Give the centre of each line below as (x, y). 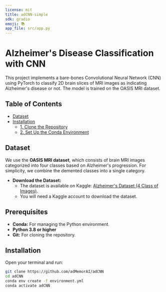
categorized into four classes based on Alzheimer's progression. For (76, 165)
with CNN (25, 64)
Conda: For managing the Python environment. (61, 224)
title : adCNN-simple (27, 15)
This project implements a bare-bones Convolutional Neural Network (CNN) (83, 78)
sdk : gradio (17, 19)
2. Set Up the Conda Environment (54, 132)
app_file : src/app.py (28, 29)
